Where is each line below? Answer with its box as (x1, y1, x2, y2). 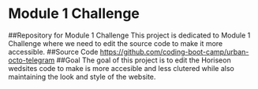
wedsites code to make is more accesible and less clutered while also (8, 63, 235, 73)
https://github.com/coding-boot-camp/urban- (99, 47, 249, 56)
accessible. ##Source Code (8, 47, 99, 56)
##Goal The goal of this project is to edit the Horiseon (56, 55, 231, 65)
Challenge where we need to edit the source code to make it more (8, 38, 223, 48)
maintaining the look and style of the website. (8, 72, 156, 81)
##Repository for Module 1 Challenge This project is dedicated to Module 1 (8, 30, 251, 40)
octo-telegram (8, 55, 55, 65)
